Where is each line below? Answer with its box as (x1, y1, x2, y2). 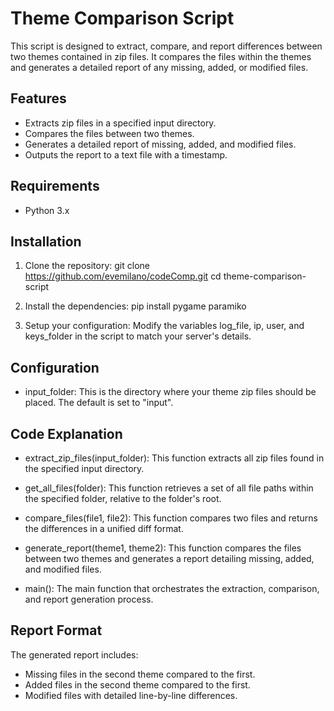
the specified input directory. (24, 463, 145, 474)
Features (10, 90, 67, 107)
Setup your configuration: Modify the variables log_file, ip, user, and (24, 320, 305, 332)
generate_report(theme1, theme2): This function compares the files (24, 542, 302, 554)
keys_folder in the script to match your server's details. (24, 330, 252, 342)
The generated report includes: (10, 648, 139, 661)
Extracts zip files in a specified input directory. (24, 117, 217, 129)
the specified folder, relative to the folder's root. (24, 493, 222, 504)
